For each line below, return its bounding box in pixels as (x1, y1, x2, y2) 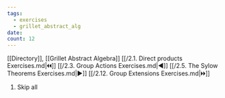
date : (7, 29, 23, 36)
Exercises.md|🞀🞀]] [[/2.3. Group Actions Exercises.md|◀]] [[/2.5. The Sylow (7, 62, 218, 70)
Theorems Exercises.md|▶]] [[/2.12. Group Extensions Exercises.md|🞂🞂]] (7, 69, 211, 77)
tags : (7, 10, 23, 17)
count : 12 (7, 36, 36, 42)
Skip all (16, 83, 38, 91)
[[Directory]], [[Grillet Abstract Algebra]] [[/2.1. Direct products (7, 54, 183, 62)
